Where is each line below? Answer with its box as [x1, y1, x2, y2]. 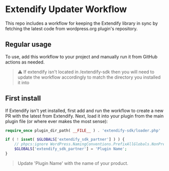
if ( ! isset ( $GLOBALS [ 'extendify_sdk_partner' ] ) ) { [5, 137, 125, 142]
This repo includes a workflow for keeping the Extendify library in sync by [5, 20, 158, 26]
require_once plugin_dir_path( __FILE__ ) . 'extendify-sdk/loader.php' [5, 128, 161, 133]
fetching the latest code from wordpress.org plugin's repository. [5, 25, 138, 31]
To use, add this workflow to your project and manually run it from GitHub [5, 53, 157, 60]
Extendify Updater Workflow [5, 4, 127, 15]
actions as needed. [5, 59, 45, 65]
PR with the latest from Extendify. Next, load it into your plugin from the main [5, 112, 164, 119]
